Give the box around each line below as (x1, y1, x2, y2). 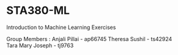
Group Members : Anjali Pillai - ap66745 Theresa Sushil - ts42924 (6, 35, 172, 42)
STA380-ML (6, 4, 70, 18)
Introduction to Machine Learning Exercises (6, 24, 116, 31)
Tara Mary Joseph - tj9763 (6, 42, 74, 49)
